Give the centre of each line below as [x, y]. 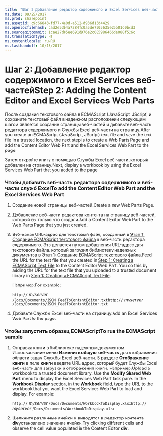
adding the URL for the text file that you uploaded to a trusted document [84, 270]
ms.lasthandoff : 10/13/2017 [33, 46]
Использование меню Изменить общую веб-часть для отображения [84, 353]
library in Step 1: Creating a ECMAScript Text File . [61, 275]
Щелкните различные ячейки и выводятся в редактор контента [78, 418]
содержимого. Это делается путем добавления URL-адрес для [77, 244]
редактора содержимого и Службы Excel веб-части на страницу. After [78, 130]
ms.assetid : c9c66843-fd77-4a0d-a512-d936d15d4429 [57, 23]
